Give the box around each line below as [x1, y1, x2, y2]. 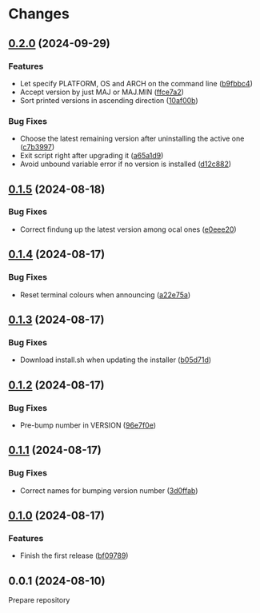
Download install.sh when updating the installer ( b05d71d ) [19, 355, 212, 364]
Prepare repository [8, 595, 70, 605]
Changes [8, 5, 70, 23]
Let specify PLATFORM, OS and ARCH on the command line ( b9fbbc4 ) [19, 78, 254, 88]
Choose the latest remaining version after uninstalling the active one [19, 133, 245, 144]
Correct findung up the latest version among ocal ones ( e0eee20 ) [19, 225, 238, 234]
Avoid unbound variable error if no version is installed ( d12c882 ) [19, 159, 232, 169]
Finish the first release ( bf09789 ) [19, 551, 129, 560]
